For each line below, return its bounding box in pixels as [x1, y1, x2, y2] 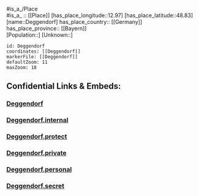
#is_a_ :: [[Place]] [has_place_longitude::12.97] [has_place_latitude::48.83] [6, 12, 193, 19]
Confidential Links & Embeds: [6, 81, 121, 91]
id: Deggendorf [6, 43, 45, 49]
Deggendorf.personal [6, 165, 72, 173]
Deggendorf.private [6, 149, 67, 157]
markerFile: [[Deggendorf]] [6, 54, 78, 60]
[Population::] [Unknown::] [6, 31, 73, 39]
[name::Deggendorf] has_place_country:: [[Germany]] [6, 18, 143, 25]
